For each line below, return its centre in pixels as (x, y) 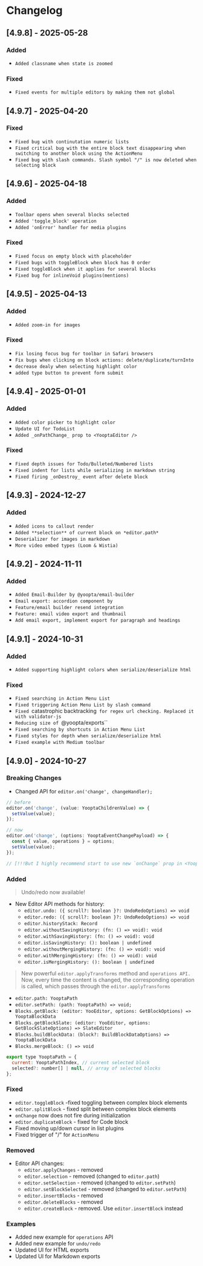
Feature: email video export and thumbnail (71, 614)
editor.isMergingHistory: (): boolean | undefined (89, 962)
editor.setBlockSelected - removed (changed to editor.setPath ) (105, 1189)
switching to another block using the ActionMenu (79, 153)
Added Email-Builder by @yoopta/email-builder (75, 595)
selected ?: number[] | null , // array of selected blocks (86, 1068)
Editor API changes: (40, 1163)
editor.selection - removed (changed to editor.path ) (92, 1176)
